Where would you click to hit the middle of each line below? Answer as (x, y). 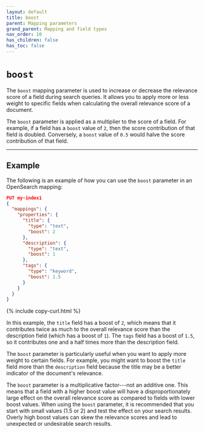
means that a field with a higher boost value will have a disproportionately (98, 392)
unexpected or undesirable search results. (59, 424)
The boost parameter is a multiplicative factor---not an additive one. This (97, 385)
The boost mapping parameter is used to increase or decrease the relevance (102, 90)
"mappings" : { (29, 209)
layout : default (27, 12)
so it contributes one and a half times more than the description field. (93, 342)
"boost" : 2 (42, 231)
